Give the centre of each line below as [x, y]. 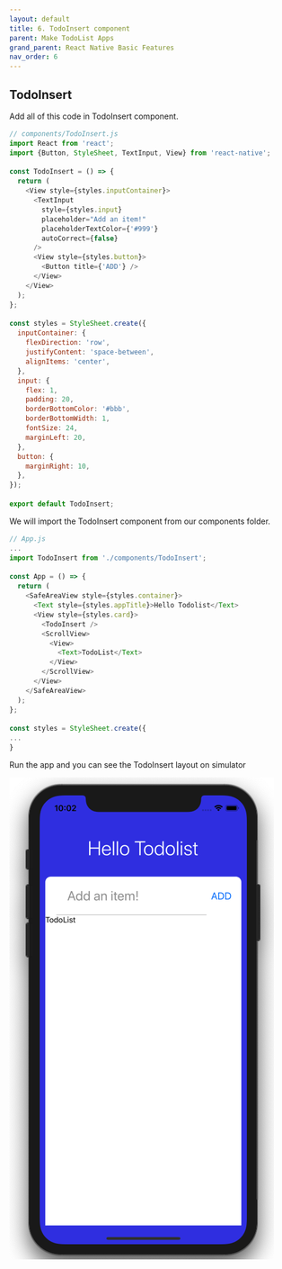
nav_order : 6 [34, 57]
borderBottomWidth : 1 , [68, 418]
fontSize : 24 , [52, 428]
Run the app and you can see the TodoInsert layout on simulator [128, 765]
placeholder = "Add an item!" [94, 219]
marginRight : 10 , [58, 466]
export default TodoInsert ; [62, 504]
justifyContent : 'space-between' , [90, 352]
